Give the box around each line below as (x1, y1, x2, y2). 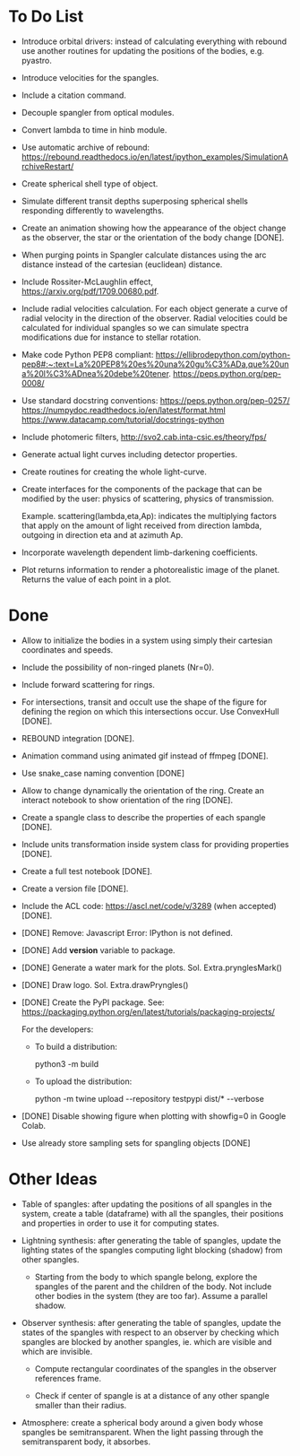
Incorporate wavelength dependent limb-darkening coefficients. (21, 547, 259, 558)
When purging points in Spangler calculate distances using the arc (21, 249, 267, 260)
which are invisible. (21, 1346, 93, 1356)
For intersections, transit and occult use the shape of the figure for (21, 697, 268, 707)
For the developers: (21, 1024, 94, 1035)
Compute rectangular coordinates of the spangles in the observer (34, 1363, 277, 1374)
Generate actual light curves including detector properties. (21, 448, 238, 459)
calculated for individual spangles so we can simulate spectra (21, 322, 250, 333)
